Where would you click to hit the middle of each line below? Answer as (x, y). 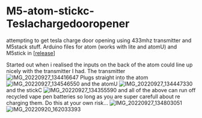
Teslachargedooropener (68, 24)
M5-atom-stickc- (50, 11)
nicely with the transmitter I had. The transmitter (66, 71)
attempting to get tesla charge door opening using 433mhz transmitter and (99, 40)
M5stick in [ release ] (31, 53)
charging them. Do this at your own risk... (57, 102)
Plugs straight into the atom (114, 77)
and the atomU (99, 84)
